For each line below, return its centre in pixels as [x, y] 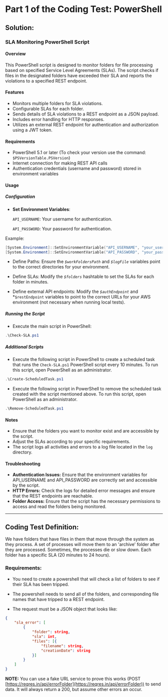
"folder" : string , [51, 632]
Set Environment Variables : [41, 209]
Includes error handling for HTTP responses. [58, 119]
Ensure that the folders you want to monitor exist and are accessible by [85, 431]
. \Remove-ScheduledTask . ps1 [34, 408]
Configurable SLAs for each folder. [48, 108]
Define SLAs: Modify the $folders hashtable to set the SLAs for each [83, 276]
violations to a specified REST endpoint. [46, 80]
